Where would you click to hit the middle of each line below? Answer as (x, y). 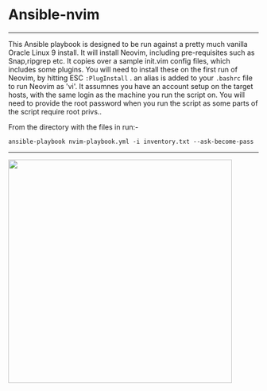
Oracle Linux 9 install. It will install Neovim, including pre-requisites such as (132, 52)
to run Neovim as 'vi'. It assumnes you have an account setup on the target (131, 86)
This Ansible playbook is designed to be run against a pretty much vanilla (128, 44)
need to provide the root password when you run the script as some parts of (133, 103)
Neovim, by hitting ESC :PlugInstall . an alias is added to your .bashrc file (130, 78)
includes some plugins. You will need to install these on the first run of (123, 69)
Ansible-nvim (54, 15)
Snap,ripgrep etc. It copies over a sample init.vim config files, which (119, 60)
